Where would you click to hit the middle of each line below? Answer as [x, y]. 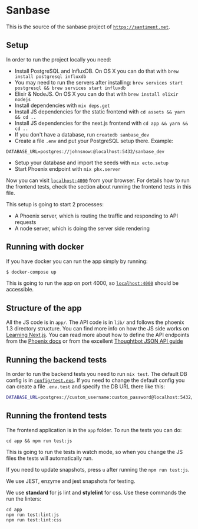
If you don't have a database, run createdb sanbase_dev [82, 134]
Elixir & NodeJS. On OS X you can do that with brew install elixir [96, 94]
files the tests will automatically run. [49, 458]
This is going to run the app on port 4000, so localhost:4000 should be [92, 283]
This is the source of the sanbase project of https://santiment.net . [88, 27]
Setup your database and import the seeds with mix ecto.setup [92, 163]
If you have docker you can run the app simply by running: [77, 261]
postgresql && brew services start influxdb [70, 88]
